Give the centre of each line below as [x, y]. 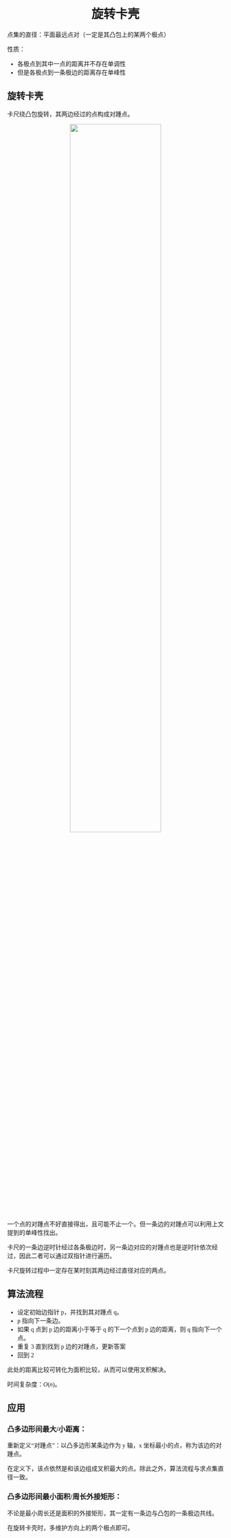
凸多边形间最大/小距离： [47, 1429]
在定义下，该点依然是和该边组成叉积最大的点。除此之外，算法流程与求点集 [112, 1469]
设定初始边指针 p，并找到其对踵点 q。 [70, 1312]
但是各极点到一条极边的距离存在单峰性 [71, 73]
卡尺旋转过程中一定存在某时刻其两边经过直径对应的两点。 [88, 1270]
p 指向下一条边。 [41, 1321]
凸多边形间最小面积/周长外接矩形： [65, 1497]
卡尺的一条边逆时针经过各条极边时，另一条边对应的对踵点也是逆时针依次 [109, 1248]
